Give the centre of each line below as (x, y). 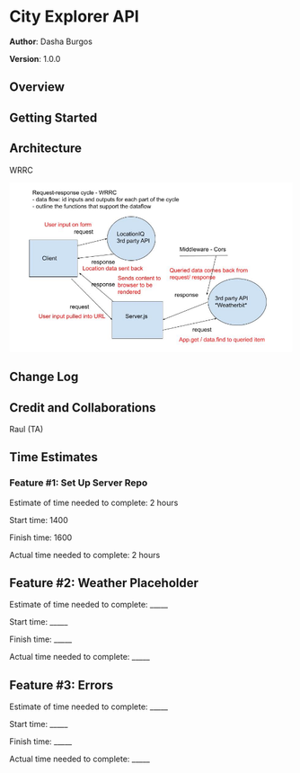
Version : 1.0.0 (35, 58)
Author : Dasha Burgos (51, 41)
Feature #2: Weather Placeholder (104, 583)
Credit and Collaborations (83, 408)
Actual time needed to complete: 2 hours (85, 555)
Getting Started (53, 117)
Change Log (44, 377)
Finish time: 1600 (41, 538)
